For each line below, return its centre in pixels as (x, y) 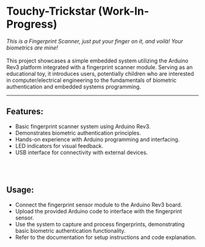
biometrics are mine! (32, 48)
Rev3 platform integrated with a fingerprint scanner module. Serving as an (100, 67)
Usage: (20, 190)
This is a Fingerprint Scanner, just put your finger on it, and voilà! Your (95, 41)
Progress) (32, 24)
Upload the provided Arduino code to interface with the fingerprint (99, 211)
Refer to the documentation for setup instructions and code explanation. (106, 237)
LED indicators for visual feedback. (59, 146)
